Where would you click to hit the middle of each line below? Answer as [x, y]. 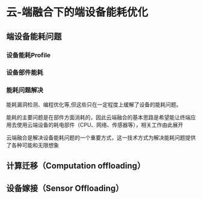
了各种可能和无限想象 [32, 145]
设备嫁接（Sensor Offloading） [65, 188]
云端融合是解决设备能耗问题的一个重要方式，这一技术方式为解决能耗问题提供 [101, 137]
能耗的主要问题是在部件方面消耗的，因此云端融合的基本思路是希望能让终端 [98, 117]
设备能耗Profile [29, 55]
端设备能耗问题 [34, 36]
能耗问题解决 [25, 90]
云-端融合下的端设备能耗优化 [77, 12]
